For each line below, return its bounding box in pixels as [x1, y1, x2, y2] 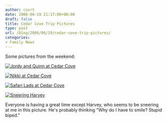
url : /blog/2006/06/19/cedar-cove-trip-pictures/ [5, 30, 111, 35]
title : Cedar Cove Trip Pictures [5, 21, 75, 26]
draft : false [5, 16, 33, 21]
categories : [5, 35, 30, 40]
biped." [5, 112, 20, 118]
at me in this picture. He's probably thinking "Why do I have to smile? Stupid [5, 107, 162, 113]
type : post [5, 26, 28, 31]
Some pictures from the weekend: [5, 53, 75, 59]
